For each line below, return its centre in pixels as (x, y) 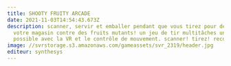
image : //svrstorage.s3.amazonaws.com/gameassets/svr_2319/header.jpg (110, 45)
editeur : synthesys (35, 52)
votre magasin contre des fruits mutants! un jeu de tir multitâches (115, 33)
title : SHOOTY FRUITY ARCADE (49, 13)
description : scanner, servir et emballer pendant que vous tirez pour (112, 26)
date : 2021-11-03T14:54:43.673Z (53, 20)
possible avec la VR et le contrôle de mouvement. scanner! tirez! (112, 39)
